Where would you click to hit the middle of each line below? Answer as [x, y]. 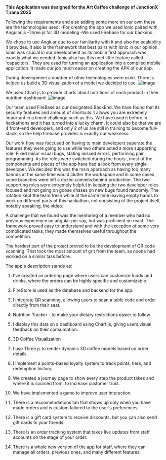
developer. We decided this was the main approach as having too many [78, 169]
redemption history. [33, 369]
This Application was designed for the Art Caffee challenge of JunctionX [82, 7]
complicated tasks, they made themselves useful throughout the [71, 231]
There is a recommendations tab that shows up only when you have [82, 402]
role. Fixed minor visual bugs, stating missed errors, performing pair [75, 153]
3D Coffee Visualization [37, 339]
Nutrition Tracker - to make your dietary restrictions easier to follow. [82, 315]
